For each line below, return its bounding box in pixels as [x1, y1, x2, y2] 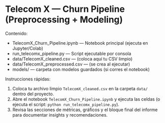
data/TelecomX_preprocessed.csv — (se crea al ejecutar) [12, 61, 130, 67]
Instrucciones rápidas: [5, 76, 51, 82]
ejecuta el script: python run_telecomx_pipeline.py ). [12, 101, 120, 107]
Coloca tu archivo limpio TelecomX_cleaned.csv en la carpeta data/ [12, 85, 148, 91]
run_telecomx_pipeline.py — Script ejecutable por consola [12, 51, 131, 57]
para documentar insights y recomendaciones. [12, 112, 108, 118]
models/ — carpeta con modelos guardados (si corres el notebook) [12, 66, 150, 72]
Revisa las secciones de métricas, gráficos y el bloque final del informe [12, 107, 158, 113]
